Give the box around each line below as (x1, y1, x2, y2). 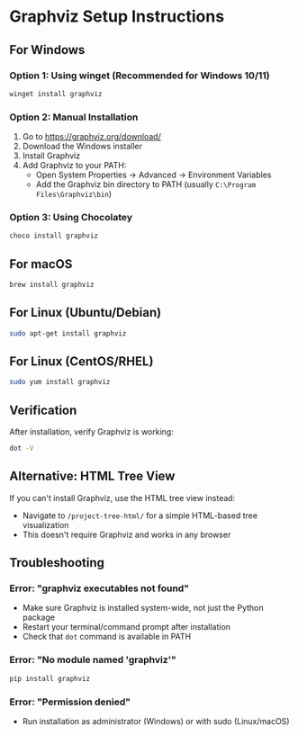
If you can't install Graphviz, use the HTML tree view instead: (9, 492, 236, 503)
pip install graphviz (9, 674, 91, 683)
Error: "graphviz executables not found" (9, 582, 189, 595)
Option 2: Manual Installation (9, 111, 139, 123)
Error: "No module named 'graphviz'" (9, 654, 177, 667)
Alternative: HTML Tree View (9, 469, 176, 484)
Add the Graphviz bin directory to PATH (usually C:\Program (35, 179, 257, 190)
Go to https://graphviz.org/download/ (22, 131, 162, 142)
